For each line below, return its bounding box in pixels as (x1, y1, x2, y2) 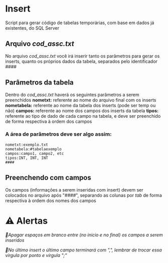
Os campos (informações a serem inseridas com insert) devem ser (5, 187, 143, 193)
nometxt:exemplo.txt (5, 142, 49, 147)
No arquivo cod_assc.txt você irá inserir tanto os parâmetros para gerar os (5, 53, 160, 59)
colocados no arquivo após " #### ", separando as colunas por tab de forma (5, 192, 162, 198)
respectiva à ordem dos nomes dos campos (5, 197, 97, 204)
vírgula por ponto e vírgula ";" (5, 252, 67, 258)
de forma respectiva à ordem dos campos (5, 118, 92, 124)
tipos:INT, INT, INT (5, 155, 49, 160)
